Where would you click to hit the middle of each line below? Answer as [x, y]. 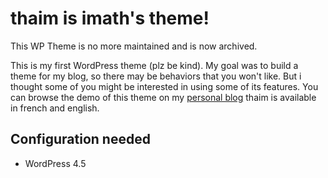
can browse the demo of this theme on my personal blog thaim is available [163, 97]
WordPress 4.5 [55, 163]
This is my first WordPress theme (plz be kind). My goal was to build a [154, 65]
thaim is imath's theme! [110, 18]
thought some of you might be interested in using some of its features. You [164, 86]
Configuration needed [80, 139]
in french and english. [55, 108]
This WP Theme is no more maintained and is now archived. [134, 46]
